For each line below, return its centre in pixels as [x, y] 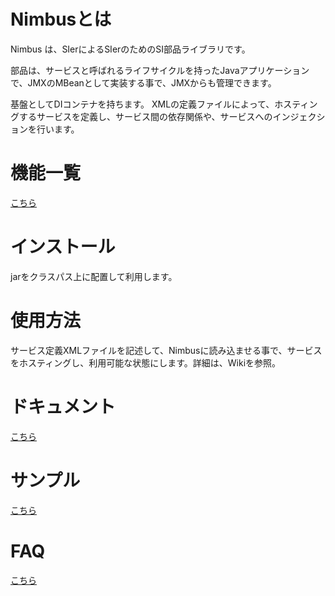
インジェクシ [299, 116]
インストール [63, 247]
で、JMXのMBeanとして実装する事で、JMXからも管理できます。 [143, 82]
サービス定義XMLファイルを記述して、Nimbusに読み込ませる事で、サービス [166, 350]
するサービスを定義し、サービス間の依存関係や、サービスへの [145, 116]
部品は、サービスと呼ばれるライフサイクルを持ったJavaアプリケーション [160, 70]
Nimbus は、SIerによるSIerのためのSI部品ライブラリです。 [130, 49]
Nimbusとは [61, 19]
